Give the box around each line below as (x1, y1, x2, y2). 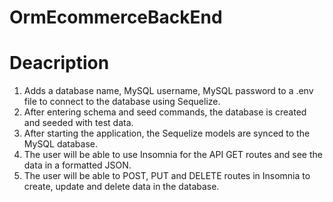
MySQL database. (23, 138, 99, 150)
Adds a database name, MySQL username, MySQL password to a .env (23, 85, 314, 97)
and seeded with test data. (23, 117, 134, 129)
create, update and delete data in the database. (23, 181, 220, 193)
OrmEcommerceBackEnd (9, 6, 223, 29)
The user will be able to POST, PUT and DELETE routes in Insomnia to (23, 170, 311, 182)
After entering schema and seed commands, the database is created (23, 106, 307, 118)
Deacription (9, 52, 110, 75)
